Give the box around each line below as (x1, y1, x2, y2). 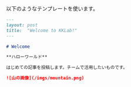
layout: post (6, 22, 38, 28)
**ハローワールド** (6, 54, 48, 60)
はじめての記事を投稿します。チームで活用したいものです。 (6, 65, 128, 71)
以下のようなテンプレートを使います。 (6, 5, 99, 12)
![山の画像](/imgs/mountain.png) (6, 75, 85, 81)
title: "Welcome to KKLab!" (6, 27, 78, 33)
